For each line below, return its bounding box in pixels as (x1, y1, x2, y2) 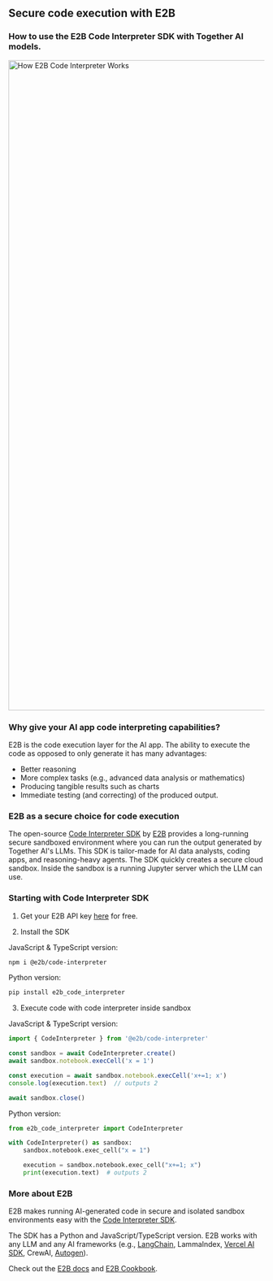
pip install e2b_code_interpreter (8, 988, 126, 997)
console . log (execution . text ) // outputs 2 (8, 1079, 158, 1088)
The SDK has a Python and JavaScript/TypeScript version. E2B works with (8, 1231, 258, 1240)
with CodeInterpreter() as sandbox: (8, 1139, 132, 1147)
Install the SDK (19, 927, 70, 936)
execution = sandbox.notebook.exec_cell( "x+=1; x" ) (23, 1162, 201, 1170)
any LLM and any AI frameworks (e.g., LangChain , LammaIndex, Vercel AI (8, 1240, 255, 1249)
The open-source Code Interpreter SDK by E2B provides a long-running (8, 829, 249, 839)
